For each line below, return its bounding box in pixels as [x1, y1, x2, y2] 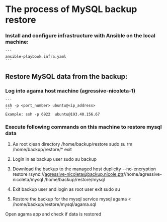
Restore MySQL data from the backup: [5, 72, 128, 81]
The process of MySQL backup [5, 4, 137, 15]
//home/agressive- [123, 171, 162, 177]
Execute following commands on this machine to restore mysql [5, 124, 162, 131]
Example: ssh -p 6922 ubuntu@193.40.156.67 [5, 112, 100, 117]
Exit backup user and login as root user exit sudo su [12, 186, 120, 192]
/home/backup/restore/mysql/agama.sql [12, 201, 97, 207]
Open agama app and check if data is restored [5, 211, 102, 217]
